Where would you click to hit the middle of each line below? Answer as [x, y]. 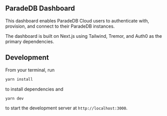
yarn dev [15, 98]
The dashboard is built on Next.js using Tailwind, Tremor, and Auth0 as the [84, 36]
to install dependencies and [34, 89]
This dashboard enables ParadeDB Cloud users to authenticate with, [77, 20]
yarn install [19, 79]
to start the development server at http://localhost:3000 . [66, 108]
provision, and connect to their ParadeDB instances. [60, 26]
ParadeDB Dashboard [40, 8]
